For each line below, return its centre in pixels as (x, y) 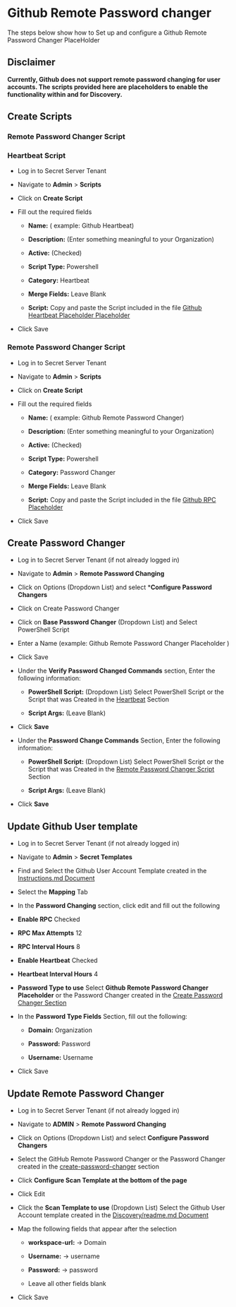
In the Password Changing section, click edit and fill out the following (119, 906)
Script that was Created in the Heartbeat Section (99, 699)
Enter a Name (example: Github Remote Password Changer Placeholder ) (123, 644)
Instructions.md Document (56, 878)
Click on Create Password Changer (68, 608)
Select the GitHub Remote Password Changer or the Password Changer (122, 1159)
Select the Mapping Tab (52, 892)
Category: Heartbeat (58, 280)
